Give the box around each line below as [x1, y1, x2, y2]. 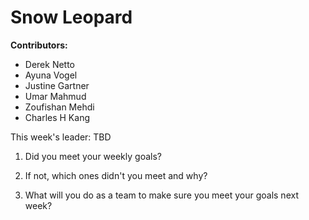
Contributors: [10, 39, 68, 51]
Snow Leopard [10, 6, 133, 29]
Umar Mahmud [24, 90, 87, 102]
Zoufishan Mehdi [24, 101, 95, 113]
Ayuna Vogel [24, 69, 78, 81]
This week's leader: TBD [10, 131, 112, 143]
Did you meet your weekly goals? [24, 150, 162, 162]
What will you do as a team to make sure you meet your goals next [24, 189, 299, 201]
